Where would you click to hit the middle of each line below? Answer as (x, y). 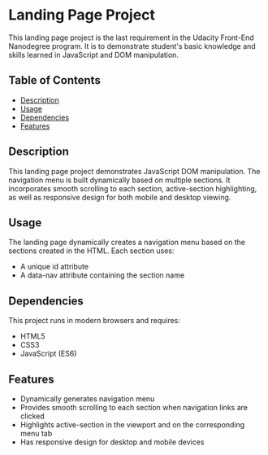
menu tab (36, 433)
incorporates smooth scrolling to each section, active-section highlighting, (133, 188)
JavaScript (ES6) (48, 354)
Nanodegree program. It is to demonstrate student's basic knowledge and (132, 46)
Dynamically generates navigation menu (87, 399)
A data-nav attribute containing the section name (102, 275)
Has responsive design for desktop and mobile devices (112, 442)
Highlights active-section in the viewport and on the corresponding (132, 424)
